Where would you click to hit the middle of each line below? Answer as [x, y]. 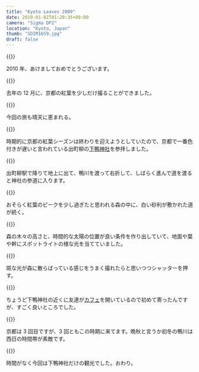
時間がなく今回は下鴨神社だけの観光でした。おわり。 [71, 363]
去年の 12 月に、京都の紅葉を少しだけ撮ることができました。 [80, 93]
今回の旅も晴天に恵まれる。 [40, 117]
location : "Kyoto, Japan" [38, 28]
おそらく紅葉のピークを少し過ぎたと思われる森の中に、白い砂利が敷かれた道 [99, 204]
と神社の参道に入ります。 [37, 180]
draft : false [22, 39]
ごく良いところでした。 [50, 307]
